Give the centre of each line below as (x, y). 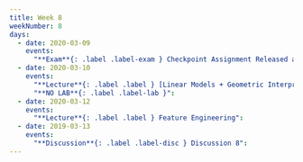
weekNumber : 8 (36, 26)
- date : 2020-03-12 (54, 101)
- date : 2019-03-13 (54, 127)
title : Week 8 (36, 18)
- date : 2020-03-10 (54, 68)
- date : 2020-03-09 (54, 43)
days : (19, 34)
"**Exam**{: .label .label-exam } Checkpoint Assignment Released (161, 59)
